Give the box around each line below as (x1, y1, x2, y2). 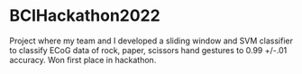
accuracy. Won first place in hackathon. (9, 54, 157, 65)
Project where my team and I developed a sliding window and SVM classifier (9, 35, 293, 46)
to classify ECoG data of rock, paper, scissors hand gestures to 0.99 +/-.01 (9, 44, 288, 55)
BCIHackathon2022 (9, 5, 160, 26)
